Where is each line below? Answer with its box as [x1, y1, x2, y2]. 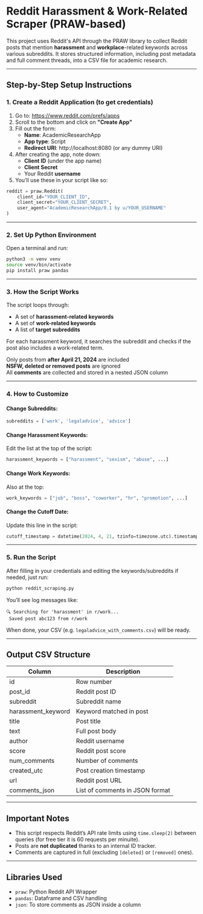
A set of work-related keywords [14, 320, 96, 327]
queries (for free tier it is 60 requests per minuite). [14, 836, 140, 843]
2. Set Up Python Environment [6, 231, 97, 239]
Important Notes [6, 813, 69, 824]
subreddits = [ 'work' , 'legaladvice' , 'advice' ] [6, 418, 131, 424]
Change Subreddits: [6, 405, 58, 412]
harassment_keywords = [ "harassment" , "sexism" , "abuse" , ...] [6, 456, 169, 462]
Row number [76, 678, 112, 686]
